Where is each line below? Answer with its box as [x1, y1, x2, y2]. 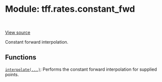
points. [5, 71, 19, 77]
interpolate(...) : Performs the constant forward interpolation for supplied [5, 66, 157, 72]
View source [5, 29, 30, 35]
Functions [5, 53, 37, 62]
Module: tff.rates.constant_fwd [5, 3, 135, 15]
